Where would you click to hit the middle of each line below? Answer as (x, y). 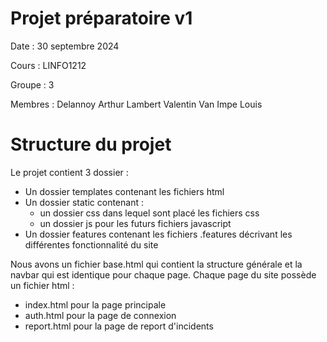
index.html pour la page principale (95, 304)
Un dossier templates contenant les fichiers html (124, 191)
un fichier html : (42, 285)
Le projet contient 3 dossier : (69, 172)
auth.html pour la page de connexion (100, 315)
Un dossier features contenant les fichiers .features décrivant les (158, 234)
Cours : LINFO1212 (48, 65)
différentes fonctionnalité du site (91, 244)
